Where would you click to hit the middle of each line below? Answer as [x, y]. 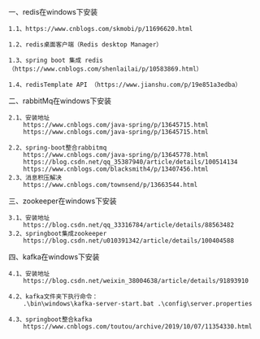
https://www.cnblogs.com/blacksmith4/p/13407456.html [116, 169]
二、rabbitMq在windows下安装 [60, 101]
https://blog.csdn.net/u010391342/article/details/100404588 [128, 241]
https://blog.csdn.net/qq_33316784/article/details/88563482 [128, 225]
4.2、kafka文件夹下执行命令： [54, 297]
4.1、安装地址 [29, 274]
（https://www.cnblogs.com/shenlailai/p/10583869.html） [106, 69]
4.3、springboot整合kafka [50, 319]
